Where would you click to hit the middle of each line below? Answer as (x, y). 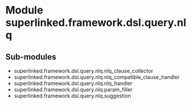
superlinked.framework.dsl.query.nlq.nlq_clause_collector (83, 71)
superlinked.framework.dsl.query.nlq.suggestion (72, 96)
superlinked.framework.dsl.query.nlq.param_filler (73, 89)
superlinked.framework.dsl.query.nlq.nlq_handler (73, 83)
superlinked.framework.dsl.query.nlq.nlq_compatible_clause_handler (97, 77)
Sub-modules (31, 57)
